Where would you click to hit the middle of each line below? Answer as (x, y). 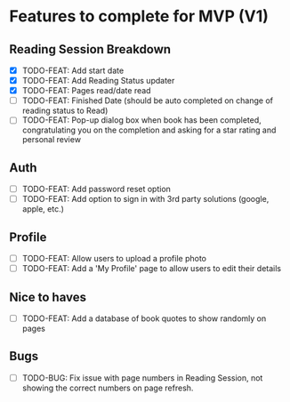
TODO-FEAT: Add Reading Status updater (98, 81)
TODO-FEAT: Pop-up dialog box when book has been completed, (142, 120)
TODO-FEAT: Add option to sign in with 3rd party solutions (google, (145, 199)
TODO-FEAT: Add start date (73, 70)
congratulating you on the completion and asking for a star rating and (149, 130)
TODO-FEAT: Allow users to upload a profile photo (114, 259)
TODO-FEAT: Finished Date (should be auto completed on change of (148, 100)
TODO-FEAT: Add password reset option (97, 189)
